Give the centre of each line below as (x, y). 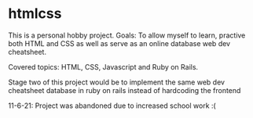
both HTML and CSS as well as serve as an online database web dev (119, 43)
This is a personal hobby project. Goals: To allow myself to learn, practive (127, 35)
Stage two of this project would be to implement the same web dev (117, 82)
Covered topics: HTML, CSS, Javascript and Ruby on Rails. (103, 66)
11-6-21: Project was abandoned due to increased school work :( (112, 105)
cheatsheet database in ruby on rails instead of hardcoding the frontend (125, 90)
